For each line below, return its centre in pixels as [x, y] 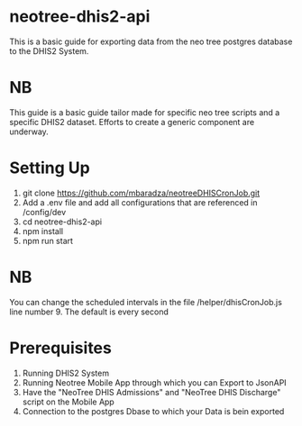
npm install [43, 231]
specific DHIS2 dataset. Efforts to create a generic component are [132, 122]
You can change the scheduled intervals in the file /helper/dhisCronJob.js [146, 302]
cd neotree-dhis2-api [62, 222]
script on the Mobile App [68, 402]
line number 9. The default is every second [89, 312]
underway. [29, 131]
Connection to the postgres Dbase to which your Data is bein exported [153, 411]
